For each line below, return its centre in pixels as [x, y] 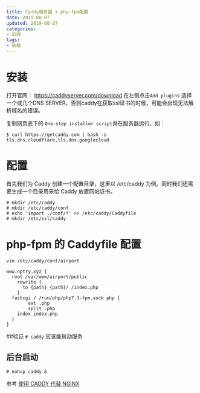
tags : [13, 40]
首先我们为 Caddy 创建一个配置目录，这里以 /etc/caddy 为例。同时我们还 [97, 184]
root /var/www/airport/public [50, 277]
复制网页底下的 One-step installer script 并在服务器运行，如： [86, 123]
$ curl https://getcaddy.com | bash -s [56, 135]
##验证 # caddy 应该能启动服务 [44, 336]
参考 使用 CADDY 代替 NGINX [43, 383]
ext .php [39, 303]
